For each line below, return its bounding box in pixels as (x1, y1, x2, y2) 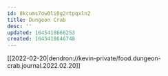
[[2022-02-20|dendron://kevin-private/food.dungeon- (7, 54, 161, 62)
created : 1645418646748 (7, 36, 76, 42)
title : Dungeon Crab (7, 16, 67, 23)
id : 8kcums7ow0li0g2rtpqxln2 (7, 10, 91, 17)
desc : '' (7, 23, 32, 29)
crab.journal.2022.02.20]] (7, 62, 81, 70)
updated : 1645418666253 (7, 29, 76, 36)
